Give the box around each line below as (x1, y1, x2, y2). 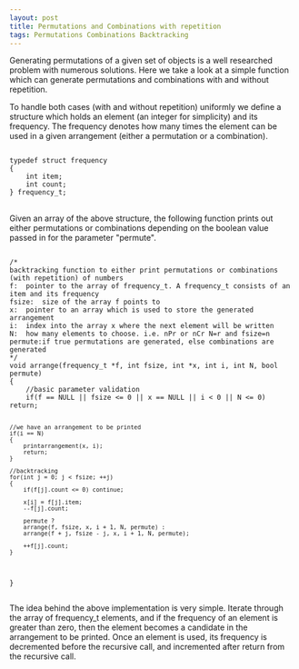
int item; (25, 172, 64, 182)
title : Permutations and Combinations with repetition (9, 22, 222, 31)
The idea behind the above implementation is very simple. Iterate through (9, 603, 284, 614)
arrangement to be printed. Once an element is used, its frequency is (9, 632, 268, 643)
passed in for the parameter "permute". (9, 233, 156, 244)
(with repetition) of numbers (9, 274, 125, 283)
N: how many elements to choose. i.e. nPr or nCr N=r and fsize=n (9, 329, 271, 339)
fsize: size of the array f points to (9, 297, 161, 307)
